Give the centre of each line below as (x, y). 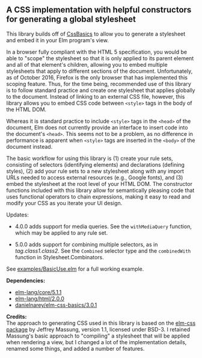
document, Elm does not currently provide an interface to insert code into (97, 127)
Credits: (17, 316)
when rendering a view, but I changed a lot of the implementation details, (96, 342)
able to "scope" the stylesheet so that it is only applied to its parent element (100, 58)
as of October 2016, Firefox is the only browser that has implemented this (97, 77)
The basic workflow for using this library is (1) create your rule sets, (90, 158)
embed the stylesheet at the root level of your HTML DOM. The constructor (99, 184)
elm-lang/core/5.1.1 (38, 292)
